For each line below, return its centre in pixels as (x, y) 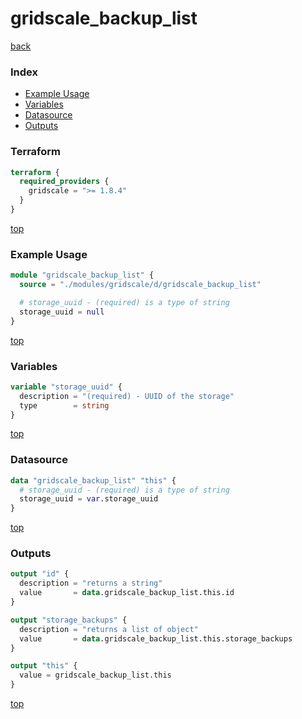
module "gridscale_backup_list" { (82, 275)
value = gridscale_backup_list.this (95, 675)
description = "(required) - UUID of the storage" (127, 396)
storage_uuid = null (62, 312)
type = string (64, 405)
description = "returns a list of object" (109, 629)
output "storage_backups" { (69, 620)
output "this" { (44, 666)
